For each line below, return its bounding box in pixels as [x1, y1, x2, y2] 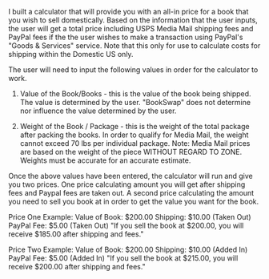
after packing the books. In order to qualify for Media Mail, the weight [19, 130, 249, 139]
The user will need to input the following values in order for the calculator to [8, 65, 259, 75]
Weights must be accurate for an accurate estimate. [19, 156, 191, 165]
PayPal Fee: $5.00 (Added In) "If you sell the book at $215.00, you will [8, 253, 239, 263]
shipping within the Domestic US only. [8, 50, 134, 59]
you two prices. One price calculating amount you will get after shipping [8, 180, 246, 189]
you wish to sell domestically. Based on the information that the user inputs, [8, 15, 258, 25]
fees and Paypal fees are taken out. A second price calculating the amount [8, 188, 255, 197]
